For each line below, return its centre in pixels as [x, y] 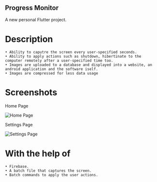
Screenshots [31, 92]
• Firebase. [17, 167]
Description [29, 39]
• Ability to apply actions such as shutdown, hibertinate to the [73, 56]
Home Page [17, 106]
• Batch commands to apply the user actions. [51, 175]
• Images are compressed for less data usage [51, 73]
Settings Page [19, 124]
